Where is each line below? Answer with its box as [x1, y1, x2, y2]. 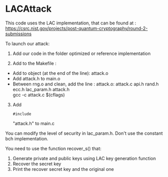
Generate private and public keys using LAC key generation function [12, 155, 156, 161]
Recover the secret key [12, 161, 62, 167]
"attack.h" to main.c [12, 120, 55, 126]
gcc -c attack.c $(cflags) [12, 92, 65, 98]
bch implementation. [5, 135, 48, 141]
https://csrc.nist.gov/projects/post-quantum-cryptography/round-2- [5, 25, 148, 31]
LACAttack [5, 3, 52, 15]
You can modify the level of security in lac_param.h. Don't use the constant [5, 130, 163, 136]
